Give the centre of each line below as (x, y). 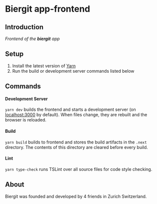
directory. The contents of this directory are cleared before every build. (77, 147)
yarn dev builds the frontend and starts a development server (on (70, 110)
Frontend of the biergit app (32, 39)
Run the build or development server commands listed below (73, 71)
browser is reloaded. (26, 120)
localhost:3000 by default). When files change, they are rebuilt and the (76, 115)
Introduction (24, 27)
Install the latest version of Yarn (44, 66)
